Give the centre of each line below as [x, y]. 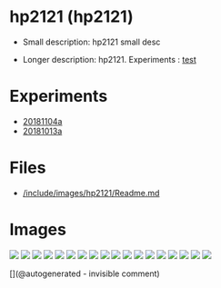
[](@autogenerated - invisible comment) [85, 273]
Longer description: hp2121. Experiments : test [110, 59]
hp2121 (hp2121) [71, 17]
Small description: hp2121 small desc [91, 42]
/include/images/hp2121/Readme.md [91, 193]
